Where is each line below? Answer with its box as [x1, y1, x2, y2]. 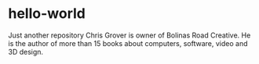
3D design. [8, 47, 44, 56]
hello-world [8, 5, 86, 23]
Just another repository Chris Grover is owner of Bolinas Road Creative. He [8, 30, 251, 40]
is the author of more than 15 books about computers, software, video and [8, 38, 248, 48]
